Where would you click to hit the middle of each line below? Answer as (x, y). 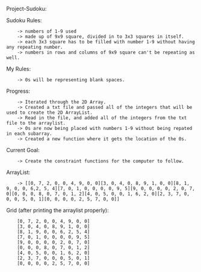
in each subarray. (29, 134)
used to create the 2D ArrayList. (50, 113)
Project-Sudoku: (26, 9)
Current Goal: (23, 150)
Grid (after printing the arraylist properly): (58, 210)
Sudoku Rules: (24, 20)
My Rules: (19, 69)
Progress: (18, 91)
